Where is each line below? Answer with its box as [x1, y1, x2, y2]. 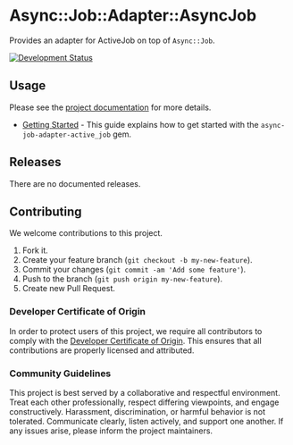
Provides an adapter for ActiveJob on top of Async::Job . [9, 35, 215, 46]
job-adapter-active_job [21, 130, 112, 139]
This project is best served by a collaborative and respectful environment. [9, 387, 280, 398]
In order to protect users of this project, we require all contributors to [9, 325, 263, 336]
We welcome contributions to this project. [9, 228, 163, 239]
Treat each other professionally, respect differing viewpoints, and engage [9, 397, 280, 407]
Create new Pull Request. [21, 283, 116, 294]
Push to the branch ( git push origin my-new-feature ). [21, 273, 223, 284]
